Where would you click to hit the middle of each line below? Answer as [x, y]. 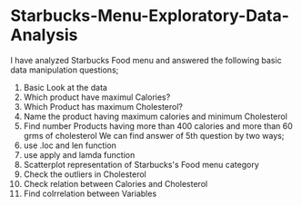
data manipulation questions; [65, 70]
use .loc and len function [70, 145]
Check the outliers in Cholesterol [85, 174]
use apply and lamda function [79, 154]
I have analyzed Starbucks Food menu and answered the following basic [146, 60]
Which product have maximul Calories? [97, 97]
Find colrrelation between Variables [90, 193]
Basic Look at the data [65, 87]
